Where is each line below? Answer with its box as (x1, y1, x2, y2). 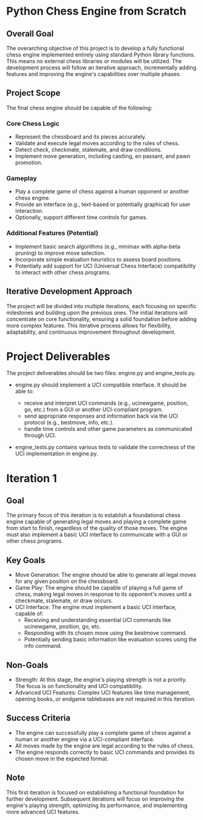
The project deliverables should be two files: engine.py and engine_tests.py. (6, 370, 196, 377)
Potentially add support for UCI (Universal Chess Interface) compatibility (15, 262, 196, 269)
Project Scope (6, 88, 61, 98)
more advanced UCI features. (6, 808, 80, 815)
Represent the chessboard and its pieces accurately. (15, 133, 147, 140)
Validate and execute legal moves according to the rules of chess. (15, 140, 180, 147)
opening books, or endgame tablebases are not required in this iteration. (15, 695, 196, 703)
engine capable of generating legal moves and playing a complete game (6, 518, 187, 525)
